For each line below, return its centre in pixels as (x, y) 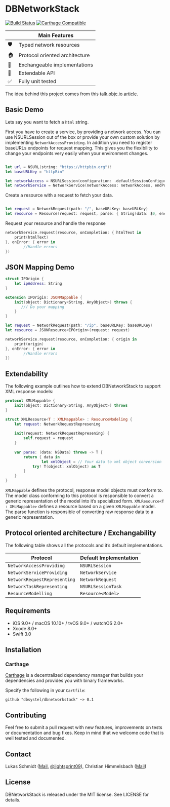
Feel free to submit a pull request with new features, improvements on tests (84, 727)
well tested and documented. (35, 738)
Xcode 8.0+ (25, 628)
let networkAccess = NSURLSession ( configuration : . (61, 181)
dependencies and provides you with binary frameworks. (65, 681)
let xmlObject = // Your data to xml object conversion (101, 462)
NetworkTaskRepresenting (38, 586)
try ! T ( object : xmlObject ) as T (66, 467)
